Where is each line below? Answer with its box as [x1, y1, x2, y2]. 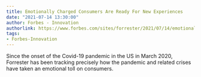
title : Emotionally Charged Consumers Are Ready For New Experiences [6, 8, 184, 15]
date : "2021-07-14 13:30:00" [6, 14, 79, 20]
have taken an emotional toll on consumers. [6, 65, 114, 72]
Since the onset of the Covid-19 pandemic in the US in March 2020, [6, 53, 173, 59]
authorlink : [6, 25, 36, 31]
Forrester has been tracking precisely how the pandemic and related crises [6, 59, 191, 66]
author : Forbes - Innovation [6, 20, 79, 25]
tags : [6, 31, 20, 37]
